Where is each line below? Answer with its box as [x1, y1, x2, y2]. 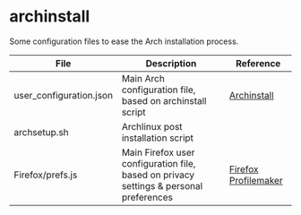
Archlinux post [121, 120, 183, 133]
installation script [121, 132, 194, 144]
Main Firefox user [121, 146, 195, 159]
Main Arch [121, 72, 166, 84]
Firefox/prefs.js [13, 168, 78, 181]
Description [145, 56, 197, 69]
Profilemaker [228, 174, 284, 186]
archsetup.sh [13, 125, 69, 138]
